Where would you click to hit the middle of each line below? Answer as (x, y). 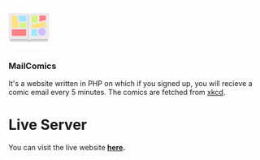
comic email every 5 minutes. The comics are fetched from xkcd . (117, 93)
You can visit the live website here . (67, 148)
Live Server (48, 125)
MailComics (32, 66)
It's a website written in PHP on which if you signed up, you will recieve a (131, 84)
